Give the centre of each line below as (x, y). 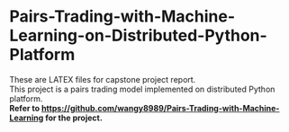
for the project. (74, 118)
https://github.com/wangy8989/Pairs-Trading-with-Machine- (160, 108)
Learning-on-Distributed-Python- (138, 35)
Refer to (25, 108)
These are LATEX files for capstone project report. (103, 79)
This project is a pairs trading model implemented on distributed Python (142, 89)
